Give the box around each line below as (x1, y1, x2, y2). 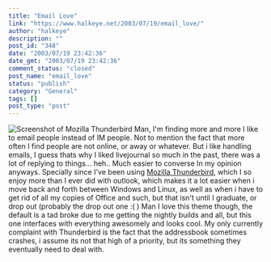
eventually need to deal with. (8, 244, 104, 255)
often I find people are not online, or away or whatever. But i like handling (8, 142, 252, 151)
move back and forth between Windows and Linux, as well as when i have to (8, 184, 264, 194)
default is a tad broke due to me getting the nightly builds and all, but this (8, 210, 252, 220)
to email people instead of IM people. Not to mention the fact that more (8, 133, 245, 142)
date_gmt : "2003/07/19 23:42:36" (8, 57, 121, 65)
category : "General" (8, 87, 78, 95)
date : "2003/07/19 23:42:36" (8, 49, 107, 57)
